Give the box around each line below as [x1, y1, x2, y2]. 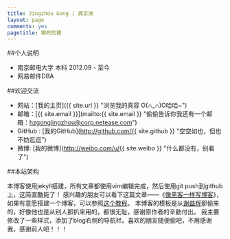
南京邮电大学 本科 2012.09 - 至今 [16, 63, 110, 72]
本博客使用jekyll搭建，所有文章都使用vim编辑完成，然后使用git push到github [7, 182, 223, 190]
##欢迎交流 [7, 87, 39, 95]
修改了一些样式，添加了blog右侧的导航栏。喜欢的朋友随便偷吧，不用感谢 [7, 216, 212, 225]
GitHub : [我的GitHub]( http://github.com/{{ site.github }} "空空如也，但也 [16, 127, 222, 135]
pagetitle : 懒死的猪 [7, 29, 62, 36]
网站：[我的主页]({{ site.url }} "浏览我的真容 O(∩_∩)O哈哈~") [16, 101, 187, 110]
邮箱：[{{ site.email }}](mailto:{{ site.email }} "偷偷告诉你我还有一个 [16, 110, 207, 118]
